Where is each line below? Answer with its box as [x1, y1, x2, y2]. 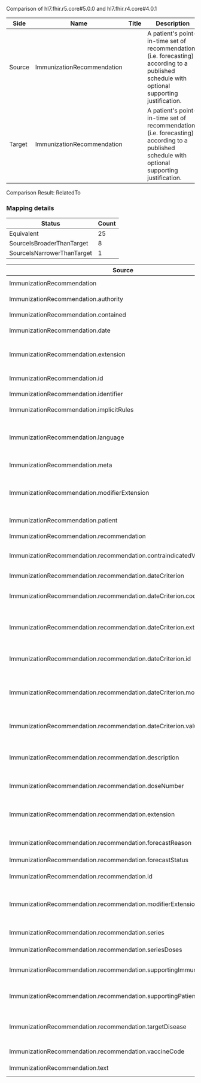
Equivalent [9, 230, 39, 238]
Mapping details [6, 203, 54, 212]
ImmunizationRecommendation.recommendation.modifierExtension [9, 900, 199, 908]
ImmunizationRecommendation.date [9, 326, 111, 334]
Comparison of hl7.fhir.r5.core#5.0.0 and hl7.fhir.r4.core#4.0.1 [6, 5, 157, 12]
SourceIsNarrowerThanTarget [9, 249, 93, 257]
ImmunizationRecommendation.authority [9, 295, 124, 303]
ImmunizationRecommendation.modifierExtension [9, 489, 150, 497]
